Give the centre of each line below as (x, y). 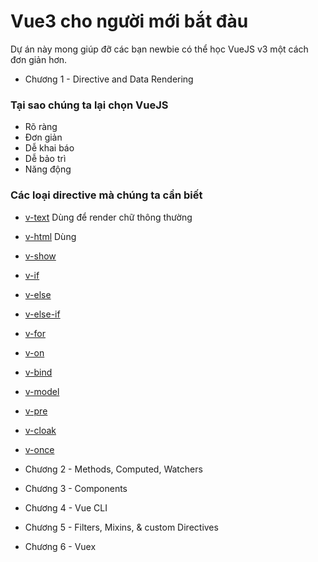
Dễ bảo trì (45, 159)
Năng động (48, 169)
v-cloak (40, 430)
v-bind (38, 372)
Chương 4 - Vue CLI (66, 507)
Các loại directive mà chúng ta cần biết (106, 195)
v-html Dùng (50, 236)
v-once (39, 449)
